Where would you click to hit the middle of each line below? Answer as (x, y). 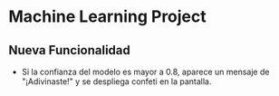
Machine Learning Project (108, 17)
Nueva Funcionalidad (69, 50)
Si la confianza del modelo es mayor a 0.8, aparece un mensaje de (145, 72)
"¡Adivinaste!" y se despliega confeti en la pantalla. (116, 82)
